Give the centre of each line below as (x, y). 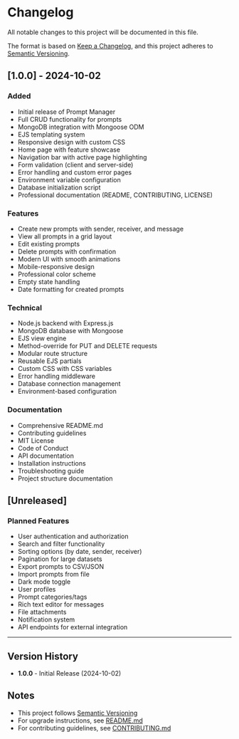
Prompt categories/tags (52, 597)
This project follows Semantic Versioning (78, 713)
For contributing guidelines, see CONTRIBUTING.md (94, 728)
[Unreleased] (37, 500)
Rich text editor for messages (61, 604)
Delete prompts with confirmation (67, 251)
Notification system (46, 619)
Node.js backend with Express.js (65, 323)
